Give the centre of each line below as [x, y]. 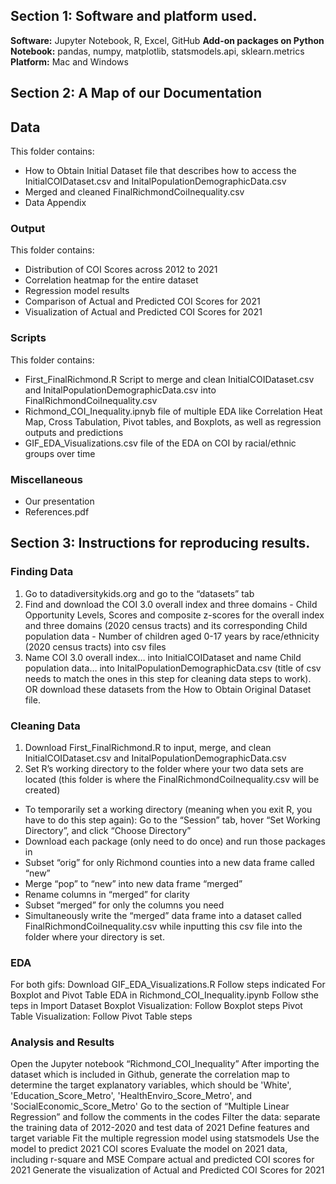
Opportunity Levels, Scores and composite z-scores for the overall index [174, 615]
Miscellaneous [46, 479]
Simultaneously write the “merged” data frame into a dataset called [163, 915]
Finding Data [42, 572]
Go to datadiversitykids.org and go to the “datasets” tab [139, 593]
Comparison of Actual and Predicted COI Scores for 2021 [142, 301]
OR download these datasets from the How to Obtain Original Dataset [168, 689]
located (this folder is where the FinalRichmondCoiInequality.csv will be [172, 779]
